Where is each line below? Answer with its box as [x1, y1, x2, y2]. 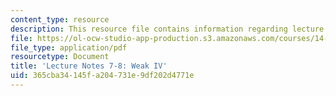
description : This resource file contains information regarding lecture [10, 24, 325, 34]
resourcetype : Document [10, 52, 110, 62]
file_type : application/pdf [10, 42, 128, 53]
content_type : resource [10, 14, 110, 25]
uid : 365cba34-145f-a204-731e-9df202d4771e [10, 71, 195, 81]
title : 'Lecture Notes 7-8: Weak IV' [10, 61, 168, 71]
